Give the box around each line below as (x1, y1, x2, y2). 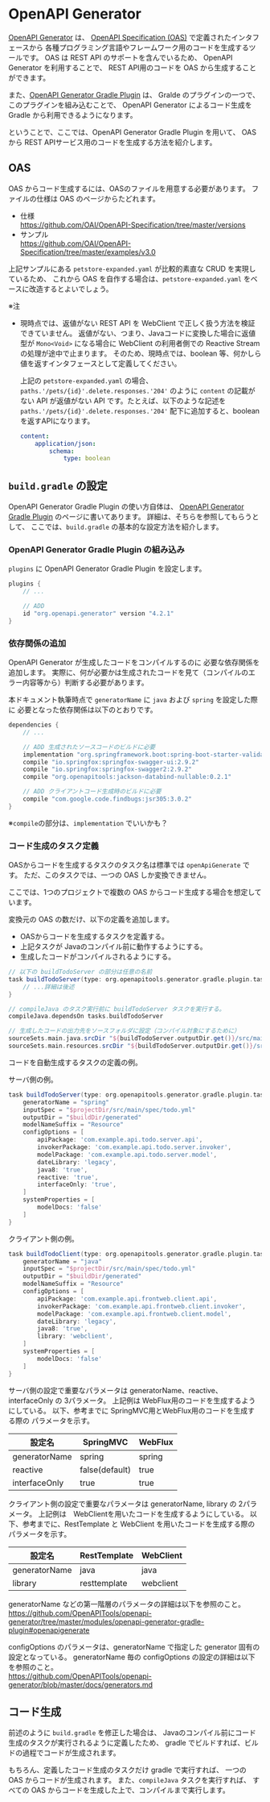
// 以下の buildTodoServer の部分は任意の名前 (8, 968, 153, 976)
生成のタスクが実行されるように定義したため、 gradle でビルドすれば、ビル (8, 1738, 259, 1748)
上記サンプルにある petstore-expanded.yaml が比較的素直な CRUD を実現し (8, 264, 256, 273)
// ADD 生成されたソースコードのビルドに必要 (22, 743, 156, 751)
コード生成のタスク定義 (8, 840, 99, 851)
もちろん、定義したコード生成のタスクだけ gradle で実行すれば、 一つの (8, 1765, 247, 1775)
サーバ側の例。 (8, 1074, 58, 1084)
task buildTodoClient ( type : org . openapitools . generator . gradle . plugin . (8, 1250, 253, 1258)
